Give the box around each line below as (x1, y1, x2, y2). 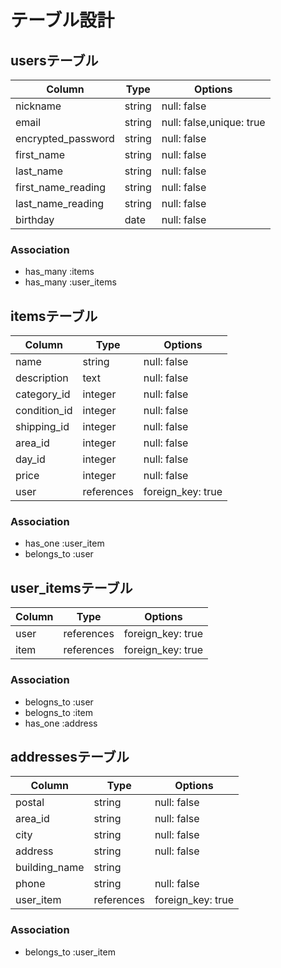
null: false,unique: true (161, 116, 266, 129)
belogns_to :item (24, 706, 94, 718)
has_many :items (24, 266, 95, 278)
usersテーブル (10, 52, 99, 69)
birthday (15, 213, 55, 226)
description (15, 371, 69, 385)
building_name (15, 861, 85, 875)
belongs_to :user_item (24, 946, 116, 958)
